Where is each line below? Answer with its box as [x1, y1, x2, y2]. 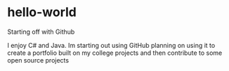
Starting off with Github [7, 27, 75, 36]
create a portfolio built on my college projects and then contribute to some [7, 49, 223, 57]
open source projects [7, 56, 69, 64]
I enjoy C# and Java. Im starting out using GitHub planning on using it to [7, 41, 216, 49]
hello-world [7, 4, 77, 20]
